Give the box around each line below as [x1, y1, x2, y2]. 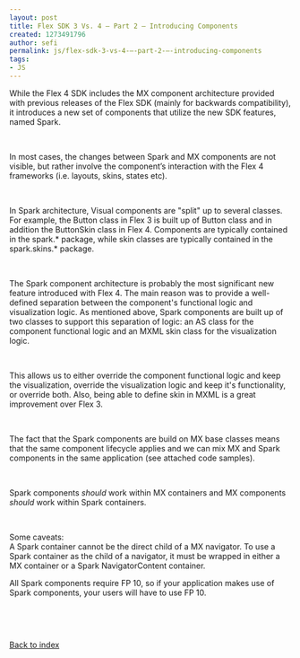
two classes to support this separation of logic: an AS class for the [9, 316, 254, 327]
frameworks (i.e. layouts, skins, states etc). [9, 170, 167, 180]
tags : [9, 55, 30, 64]
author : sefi [9, 38, 58, 48]
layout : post [9, 13, 58, 22]
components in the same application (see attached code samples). [9, 452, 255, 463]
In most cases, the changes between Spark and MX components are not [9, 151, 276, 162]
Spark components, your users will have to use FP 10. [9, 587, 207, 598]
